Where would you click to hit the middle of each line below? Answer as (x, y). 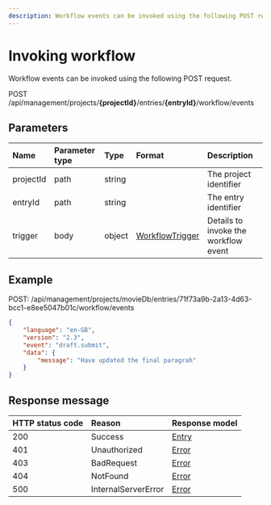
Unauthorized (117, 450)
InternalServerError (128, 489)
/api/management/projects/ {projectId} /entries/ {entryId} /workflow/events (131, 103)
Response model (205, 423)
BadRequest (114, 463)
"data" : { (40, 352)
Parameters (38, 127)
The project (229, 175)
